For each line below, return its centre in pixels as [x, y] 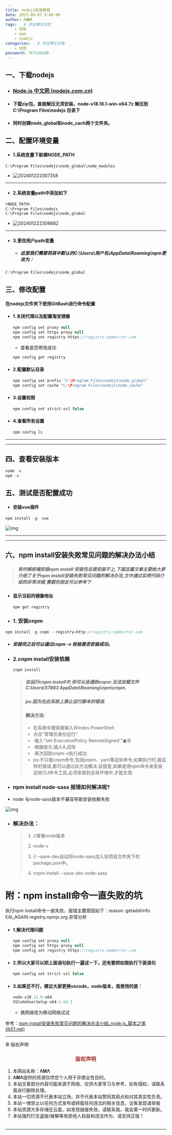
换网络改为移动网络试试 [45, 1013]
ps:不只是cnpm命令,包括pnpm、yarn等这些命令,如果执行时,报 [97, 759]
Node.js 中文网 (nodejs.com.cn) [53, 91]
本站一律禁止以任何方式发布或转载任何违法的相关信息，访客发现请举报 [87, 1103]
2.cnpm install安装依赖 [41, 659]
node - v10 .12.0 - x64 [32, 997]
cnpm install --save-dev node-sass [70, 873]
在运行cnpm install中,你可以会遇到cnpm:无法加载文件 [82, 682]
